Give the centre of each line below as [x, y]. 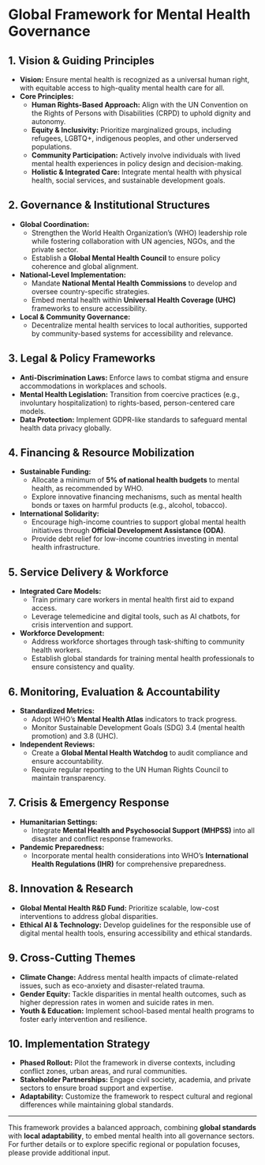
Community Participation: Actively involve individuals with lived [136, 155]
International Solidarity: [60, 514]
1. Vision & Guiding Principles [82, 61]
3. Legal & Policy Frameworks [82, 359]
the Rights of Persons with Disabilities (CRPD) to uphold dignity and [141, 113]
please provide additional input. [59, 1153]
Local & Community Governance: [75, 316]
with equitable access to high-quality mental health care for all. [122, 88]
